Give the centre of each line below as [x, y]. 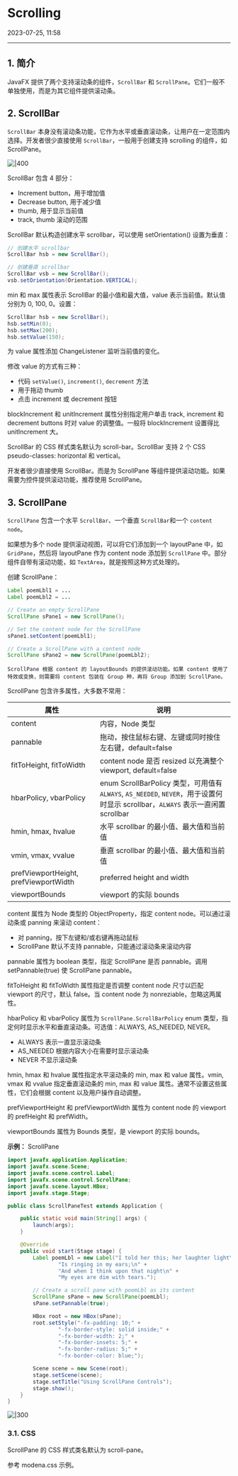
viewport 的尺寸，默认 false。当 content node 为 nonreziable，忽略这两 [112, 994]
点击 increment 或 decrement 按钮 [67, 399]
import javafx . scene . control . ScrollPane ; [69, 1180]
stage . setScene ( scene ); [68, 1375]
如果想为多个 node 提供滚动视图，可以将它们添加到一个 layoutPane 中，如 [115, 544]
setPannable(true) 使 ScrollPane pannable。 [72, 970]
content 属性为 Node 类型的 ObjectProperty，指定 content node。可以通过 [116, 914]
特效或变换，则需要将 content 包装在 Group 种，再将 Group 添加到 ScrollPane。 [117, 677]
